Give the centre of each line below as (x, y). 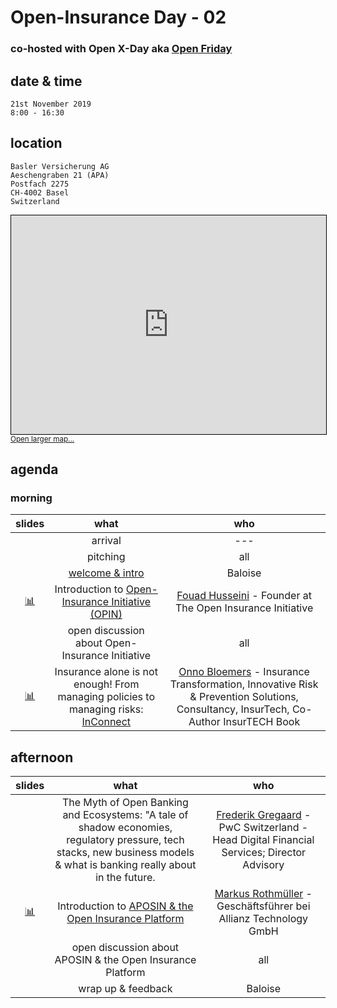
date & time (46, 81)
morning (31, 498)
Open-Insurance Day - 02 (118, 17)
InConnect (106, 722)
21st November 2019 (51, 104)
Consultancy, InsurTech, (233, 709)
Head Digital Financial (263, 840)
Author (204, 722)
